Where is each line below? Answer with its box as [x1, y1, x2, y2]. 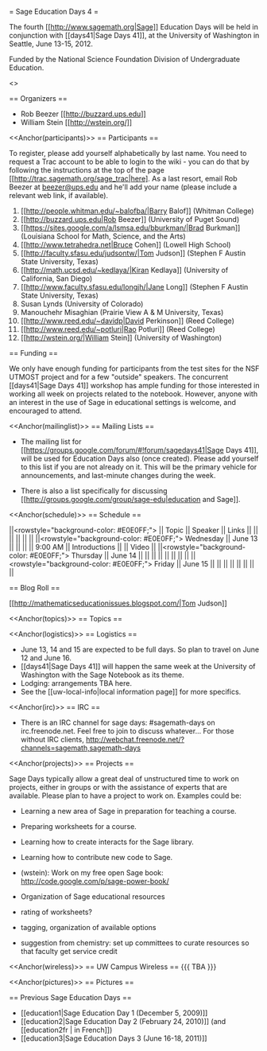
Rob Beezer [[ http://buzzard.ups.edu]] [20, 109, 146, 119]
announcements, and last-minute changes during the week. [20, 471, 216, 480]
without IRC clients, [20, 735, 84, 744]
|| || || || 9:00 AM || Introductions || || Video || [9, 543, 157, 551]
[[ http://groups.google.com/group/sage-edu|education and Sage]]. [20, 495, 241, 504]
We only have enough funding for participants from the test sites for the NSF [9, 364, 260, 373]
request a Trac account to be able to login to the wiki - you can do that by [9, 157, 250, 166]
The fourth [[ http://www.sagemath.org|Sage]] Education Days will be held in [9, 22, 259, 31]
